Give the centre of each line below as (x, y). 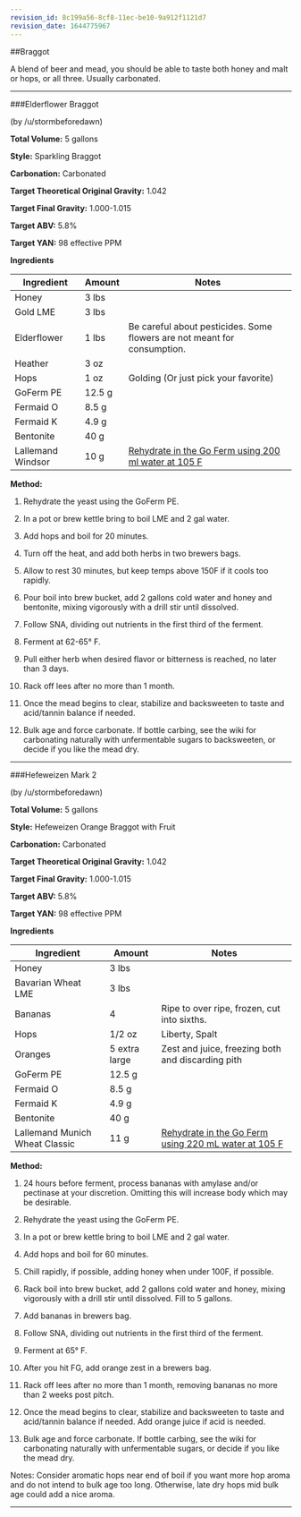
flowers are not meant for (181, 337)
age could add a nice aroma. (63, 1494)
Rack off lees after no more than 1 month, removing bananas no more (150, 1385)
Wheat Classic (45, 1144)
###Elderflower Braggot (54, 104)
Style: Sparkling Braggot (56, 156)
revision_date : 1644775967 (60, 26)
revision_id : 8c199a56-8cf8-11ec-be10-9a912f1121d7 (108, 17)
